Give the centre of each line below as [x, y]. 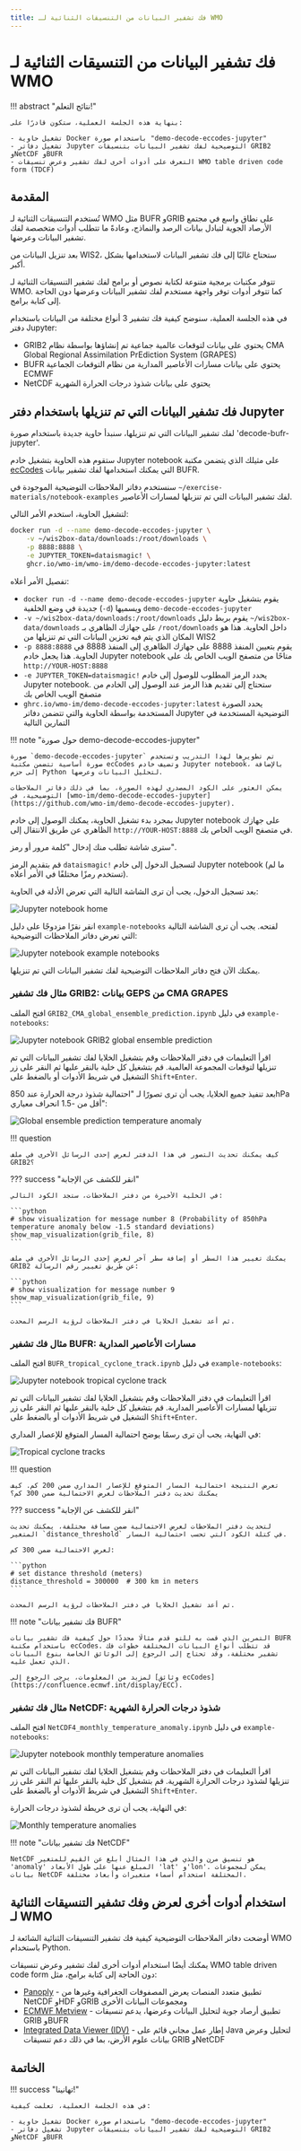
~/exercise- [201, 488]
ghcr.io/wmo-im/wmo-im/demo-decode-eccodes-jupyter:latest [139, 564]
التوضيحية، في [37, 795]
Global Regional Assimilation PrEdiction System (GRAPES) [130, 354]
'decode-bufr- [263, 433]
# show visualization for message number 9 [93, 1290]
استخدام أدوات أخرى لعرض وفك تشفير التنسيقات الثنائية [148, 1902]
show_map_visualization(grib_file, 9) [82, 1298]
